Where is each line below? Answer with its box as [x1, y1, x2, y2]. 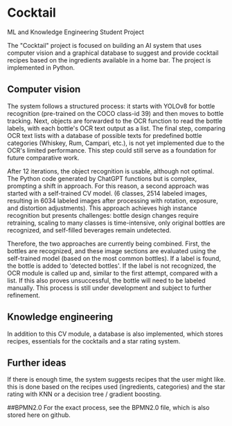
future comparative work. [7, 153, 80, 162]
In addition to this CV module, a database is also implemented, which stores [7, 330, 224, 338]
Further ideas [7, 357, 67, 368]
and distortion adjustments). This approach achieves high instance [7, 203, 197, 212]
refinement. [7, 291, 40, 299]
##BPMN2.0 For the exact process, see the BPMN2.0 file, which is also [7, 404, 210, 412]
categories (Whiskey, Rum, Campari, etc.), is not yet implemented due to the [7, 139, 225, 147]
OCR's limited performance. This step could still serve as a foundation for [7, 146, 217, 154]
